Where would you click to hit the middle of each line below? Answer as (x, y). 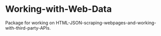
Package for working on (30, 23)
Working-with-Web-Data (59, 9)
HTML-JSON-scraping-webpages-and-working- (106, 23)
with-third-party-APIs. (28, 28)
